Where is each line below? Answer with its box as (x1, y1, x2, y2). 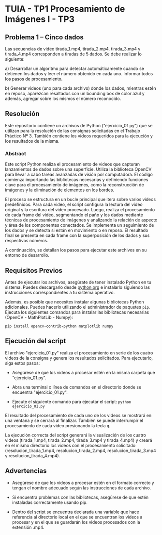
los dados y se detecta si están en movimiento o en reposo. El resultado (5, 227, 148, 234)
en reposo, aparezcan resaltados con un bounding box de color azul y (5, 91, 145, 96)
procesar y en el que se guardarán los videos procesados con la (12, 519, 140, 525)
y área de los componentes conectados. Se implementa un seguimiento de (5, 222, 154, 228)
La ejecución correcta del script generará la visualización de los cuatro (5, 432, 147, 438)
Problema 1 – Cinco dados (5, 33, 84, 41)
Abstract (5, 150, 27, 157)
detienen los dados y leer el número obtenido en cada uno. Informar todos (5, 71, 153, 76)
